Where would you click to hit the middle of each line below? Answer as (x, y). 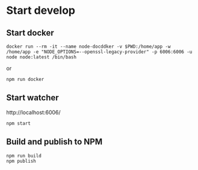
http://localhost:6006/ (34, 112)
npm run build (24, 156)
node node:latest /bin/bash (42, 57)
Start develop (41, 11)
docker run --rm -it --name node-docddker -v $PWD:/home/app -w (88, 46)
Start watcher (32, 98)
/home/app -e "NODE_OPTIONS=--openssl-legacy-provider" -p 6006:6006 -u (99, 52)
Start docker (30, 33)
